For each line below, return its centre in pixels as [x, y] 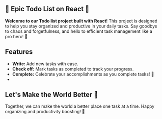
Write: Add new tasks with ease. [45, 64]
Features [19, 52]
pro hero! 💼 [16, 36]
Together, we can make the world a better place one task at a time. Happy [80, 106]
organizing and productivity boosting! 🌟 [45, 112]
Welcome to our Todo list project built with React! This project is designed [81, 21]
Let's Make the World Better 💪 [52, 95]
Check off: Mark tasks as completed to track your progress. [73, 69]
